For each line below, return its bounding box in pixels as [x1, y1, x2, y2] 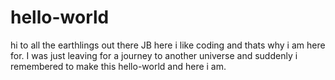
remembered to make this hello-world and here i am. [10, 60, 227, 72]
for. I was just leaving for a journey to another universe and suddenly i [10, 49, 298, 61]
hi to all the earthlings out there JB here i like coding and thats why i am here [10, 39, 326, 51]
